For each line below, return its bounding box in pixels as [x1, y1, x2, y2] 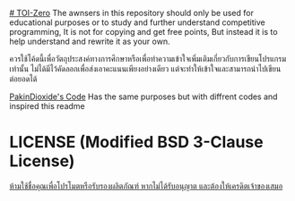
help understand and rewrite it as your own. [9, 36, 170, 46]
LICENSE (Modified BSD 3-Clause [9, 132, 264, 153]
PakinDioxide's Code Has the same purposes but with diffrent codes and [9, 91, 278, 102]
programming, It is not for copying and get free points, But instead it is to [9, 27, 278, 37]
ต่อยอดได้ [9, 73, 38, 84]
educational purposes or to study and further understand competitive [9, 17, 266, 28]
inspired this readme [9, 101, 85, 111]
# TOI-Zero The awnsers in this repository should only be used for [9, 8, 254, 18]
